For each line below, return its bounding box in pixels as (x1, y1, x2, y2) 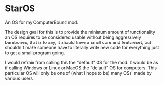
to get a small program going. (5, 50, 65, 56)
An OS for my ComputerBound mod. (5, 19, 79, 25)
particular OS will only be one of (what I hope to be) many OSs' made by (5, 70, 152, 76)
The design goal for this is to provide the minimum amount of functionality (5, 29, 155, 35)
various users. (5, 75, 34, 81)
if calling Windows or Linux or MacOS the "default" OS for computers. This (5, 65, 157, 71)
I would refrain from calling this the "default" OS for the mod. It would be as (5, 59, 159, 65)
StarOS (5, 3, 35, 14)
